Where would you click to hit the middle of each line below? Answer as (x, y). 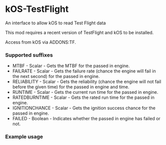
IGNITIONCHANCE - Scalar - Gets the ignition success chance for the (84, 108)
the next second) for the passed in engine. (56, 76)
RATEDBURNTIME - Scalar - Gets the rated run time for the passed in (83, 97)
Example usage (24, 137)
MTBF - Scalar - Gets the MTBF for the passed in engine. (71, 66)
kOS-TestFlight (37, 9)
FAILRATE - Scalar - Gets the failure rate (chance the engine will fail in (84, 71)
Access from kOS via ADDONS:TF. (41, 42)
